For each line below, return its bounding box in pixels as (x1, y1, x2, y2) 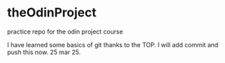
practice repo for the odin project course (7, 27, 123, 36)
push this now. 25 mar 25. (7, 48, 81, 56)
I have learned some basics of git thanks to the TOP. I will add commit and (7, 40, 219, 49)
